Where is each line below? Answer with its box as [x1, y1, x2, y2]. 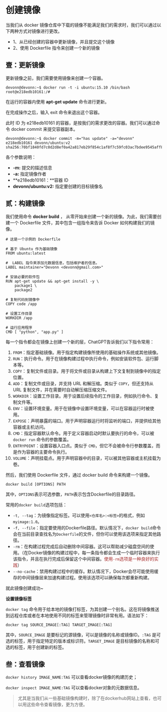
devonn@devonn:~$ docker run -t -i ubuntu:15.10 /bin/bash [5, 85, 130, 90]
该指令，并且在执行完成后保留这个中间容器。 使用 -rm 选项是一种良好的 [12, 556, 155, 562]
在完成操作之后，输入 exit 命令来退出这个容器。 [5, 109, 103, 115]
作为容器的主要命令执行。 [17, 449, 70, 455]
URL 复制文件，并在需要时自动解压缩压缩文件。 [12, 387, 110, 393]
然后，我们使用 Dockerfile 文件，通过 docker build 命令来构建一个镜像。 [5, 472, 153, 478]
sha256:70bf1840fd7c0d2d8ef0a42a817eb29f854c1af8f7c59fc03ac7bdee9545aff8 [5, 145, 164, 150]
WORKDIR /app [5, 315, 33, 320]
